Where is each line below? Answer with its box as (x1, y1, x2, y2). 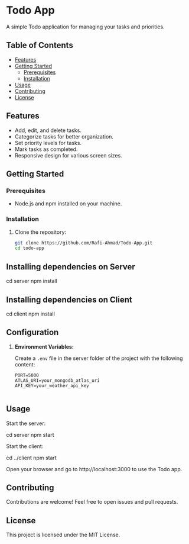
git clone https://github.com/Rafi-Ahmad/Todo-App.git (14, 240, 153, 246)
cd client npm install (6, 310, 55, 317)
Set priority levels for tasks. (14, 139, 82, 146)
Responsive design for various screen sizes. (14, 152, 122, 159)
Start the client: (6, 442, 44, 450)
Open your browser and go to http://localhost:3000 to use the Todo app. (6, 465, 183, 472)
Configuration (6, 327, 59, 337)
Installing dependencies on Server (6, 262, 136, 272)
